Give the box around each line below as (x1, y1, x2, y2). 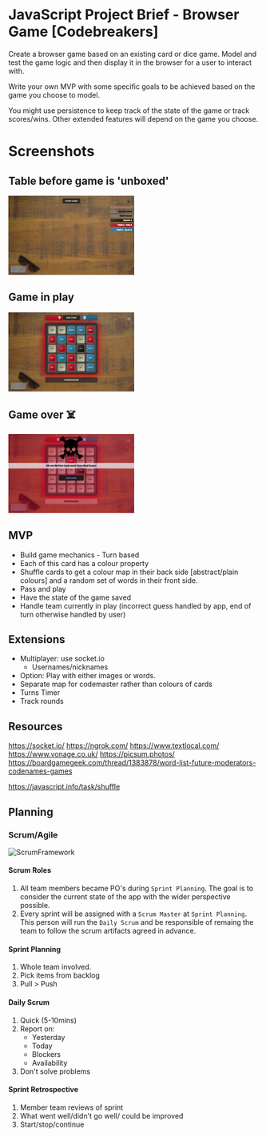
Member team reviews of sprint (19, 1103, 124, 1112)
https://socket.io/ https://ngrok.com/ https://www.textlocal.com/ (8, 741, 220, 750)
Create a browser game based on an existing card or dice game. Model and (8, 49, 257, 58)
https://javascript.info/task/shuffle (8, 782, 121, 792)
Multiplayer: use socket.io (19, 654, 105, 664)
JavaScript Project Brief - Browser (8, 6, 240, 24)
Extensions (8, 633, 66, 646)
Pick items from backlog (19, 970, 100, 980)
